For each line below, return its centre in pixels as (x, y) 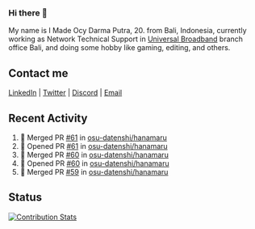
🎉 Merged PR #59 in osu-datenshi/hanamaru (94, 172)
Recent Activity (48, 118)
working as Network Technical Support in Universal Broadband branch (126, 39)
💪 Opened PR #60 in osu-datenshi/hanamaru (94, 163)
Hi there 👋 (28, 13)
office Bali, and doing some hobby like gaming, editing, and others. (119, 48)
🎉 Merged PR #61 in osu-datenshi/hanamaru (94, 138)
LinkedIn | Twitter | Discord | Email (65, 93)
